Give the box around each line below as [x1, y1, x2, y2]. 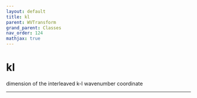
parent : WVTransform [6, 19, 57, 25]
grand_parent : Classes [6, 24, 62, 31]
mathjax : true [6, 36, 41, 41]
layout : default [6, 8, 46, 15]
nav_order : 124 [6, 30, 43, 36]
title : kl [6, 14, 30, 20]
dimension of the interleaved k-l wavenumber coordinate [6, 80, 143, 87]
